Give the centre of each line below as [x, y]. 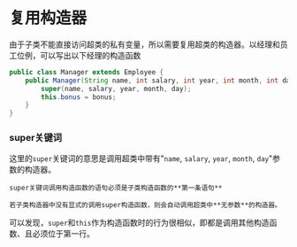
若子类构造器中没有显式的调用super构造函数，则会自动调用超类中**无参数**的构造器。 [145, 205]
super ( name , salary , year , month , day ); [116, 89]
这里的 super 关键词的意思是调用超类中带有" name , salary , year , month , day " [141, 158]
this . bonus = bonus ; [79, 97]
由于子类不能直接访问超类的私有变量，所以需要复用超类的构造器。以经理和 [145, 44]
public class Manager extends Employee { [87, 72]
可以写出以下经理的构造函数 [90, 55]
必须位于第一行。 [63, 234]
